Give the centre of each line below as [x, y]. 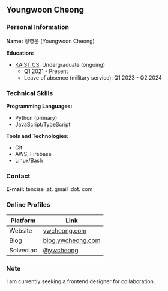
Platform [23, 221]
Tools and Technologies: [37, 136]
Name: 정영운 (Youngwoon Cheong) [50, 41]
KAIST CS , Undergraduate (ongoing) [60, 64]
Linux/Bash [29, 160]
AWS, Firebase [33, 154]
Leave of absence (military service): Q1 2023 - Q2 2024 [93, 77]
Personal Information [37, 27]
